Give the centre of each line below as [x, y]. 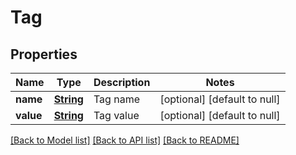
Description [122, 82]
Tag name [116, 99]
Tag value [116, 115]
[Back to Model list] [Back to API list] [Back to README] [125, 140]
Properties [44, 54]
